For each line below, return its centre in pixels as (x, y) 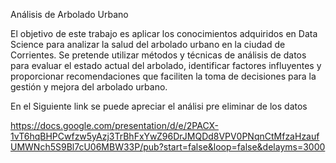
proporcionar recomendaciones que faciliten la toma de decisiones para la (163, 76)
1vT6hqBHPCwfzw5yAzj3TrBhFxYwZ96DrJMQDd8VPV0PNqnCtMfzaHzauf (165, 136)
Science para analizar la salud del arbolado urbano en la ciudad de (148, 44)
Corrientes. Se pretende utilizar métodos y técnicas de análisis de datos (158, 55)
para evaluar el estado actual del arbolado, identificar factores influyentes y (166, 65)
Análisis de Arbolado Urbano (69, 14)
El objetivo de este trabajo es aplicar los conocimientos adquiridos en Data (164, 33)
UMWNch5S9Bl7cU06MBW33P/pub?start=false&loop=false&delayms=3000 (168, 147)
